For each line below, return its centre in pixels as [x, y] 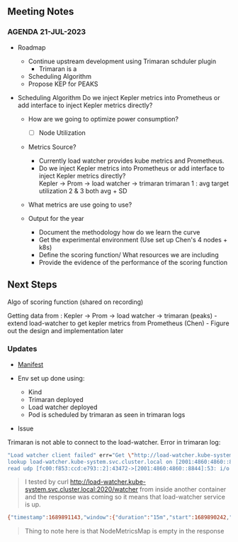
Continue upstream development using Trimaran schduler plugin [122, 61]
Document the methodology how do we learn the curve [119, 232]
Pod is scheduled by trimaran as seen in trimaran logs [107, 414]
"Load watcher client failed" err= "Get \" [71, 455]
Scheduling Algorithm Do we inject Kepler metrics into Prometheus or [119, 97]
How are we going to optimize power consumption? [103, 119]
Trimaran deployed [56, 399]
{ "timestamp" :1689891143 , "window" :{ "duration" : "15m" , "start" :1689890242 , [119, 518]
